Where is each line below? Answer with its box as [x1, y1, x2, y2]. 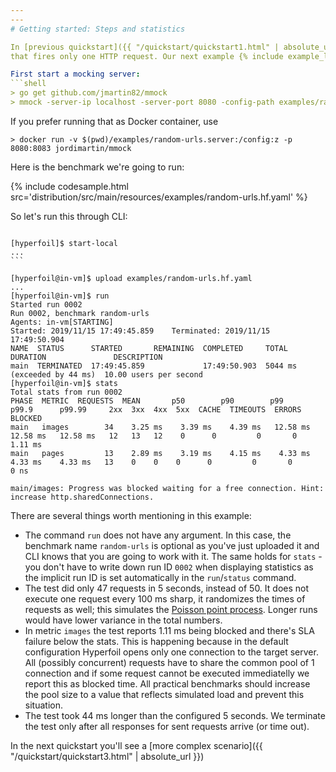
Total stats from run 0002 [10, 387, 123, 397]
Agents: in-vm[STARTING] [10, 317, 114, 327]
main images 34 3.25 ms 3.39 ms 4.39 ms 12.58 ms [10, 422, 311, 432]
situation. [24, 699, 63, 711]
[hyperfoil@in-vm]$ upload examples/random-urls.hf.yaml [10, 273, 253, 283]
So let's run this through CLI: [10, 210, 128, 222]
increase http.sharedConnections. [10, 492, 155, 502]
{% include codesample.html [10, 180, 129, 192]
